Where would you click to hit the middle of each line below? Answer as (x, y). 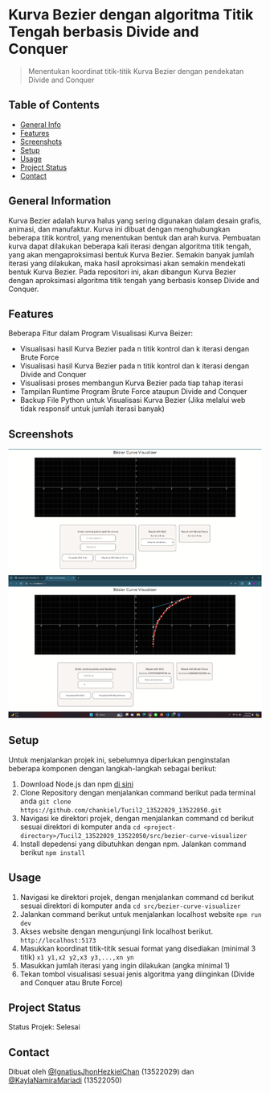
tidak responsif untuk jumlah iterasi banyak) (92, 409)
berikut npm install (53, 852)
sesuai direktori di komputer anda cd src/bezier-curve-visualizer (130, 906)
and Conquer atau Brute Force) (71, 982)
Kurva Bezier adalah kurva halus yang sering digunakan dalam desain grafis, (135, 220)
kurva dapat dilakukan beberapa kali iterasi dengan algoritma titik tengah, (130, 246)
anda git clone (45, 801)
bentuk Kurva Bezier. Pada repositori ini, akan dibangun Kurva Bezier (122, 272)
